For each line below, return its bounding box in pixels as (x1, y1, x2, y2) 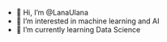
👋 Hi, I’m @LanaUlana (15, 8, 89, 17)
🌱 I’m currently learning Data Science (15, 25, 141, 34)
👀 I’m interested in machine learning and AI (15, 16, 160, 26)
